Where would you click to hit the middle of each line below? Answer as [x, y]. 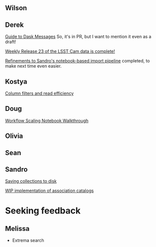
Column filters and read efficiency [39, 93]
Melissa [17, 229]
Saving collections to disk [31, 181]
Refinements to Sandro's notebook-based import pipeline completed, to [78, 61]
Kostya [16, 81]
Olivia [14, 136]
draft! [11, 42]
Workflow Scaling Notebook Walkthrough [47, 120]
